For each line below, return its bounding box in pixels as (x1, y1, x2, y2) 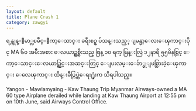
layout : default (6, 8, 46, 15)
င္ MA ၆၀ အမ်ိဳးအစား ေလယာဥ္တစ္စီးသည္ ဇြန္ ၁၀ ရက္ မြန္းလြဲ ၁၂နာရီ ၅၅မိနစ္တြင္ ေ (6, 48, 190, 56)
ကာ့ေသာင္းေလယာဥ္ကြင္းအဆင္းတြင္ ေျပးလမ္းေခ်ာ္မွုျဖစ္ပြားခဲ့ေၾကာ (6, 60, 187, 67)
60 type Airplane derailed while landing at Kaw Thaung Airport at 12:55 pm (6, 92, 186, 99)
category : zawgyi (6, 19, 49, 25)
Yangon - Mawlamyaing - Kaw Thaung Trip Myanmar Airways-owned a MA (6, 86, 187, 93)
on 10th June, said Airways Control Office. (6, 98, 108, 105)
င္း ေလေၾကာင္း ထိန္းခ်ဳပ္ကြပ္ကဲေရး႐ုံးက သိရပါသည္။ (6, 71, 132, 78)
